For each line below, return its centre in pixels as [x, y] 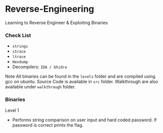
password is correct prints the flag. [48, 125]
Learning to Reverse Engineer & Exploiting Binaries [57, 23]
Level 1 [12, 110]
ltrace [19, 57]
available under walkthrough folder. [40, 87]
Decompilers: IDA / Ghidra [40, 67]
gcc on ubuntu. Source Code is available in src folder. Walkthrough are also [82, 81]
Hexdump [20, 62]
